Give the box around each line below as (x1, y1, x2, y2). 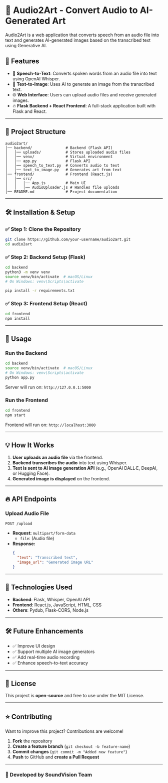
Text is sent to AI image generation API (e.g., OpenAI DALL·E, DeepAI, (12, 465, 158, 471)
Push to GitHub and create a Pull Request (12, 754, 99, 760)
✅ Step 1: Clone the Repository (5, 225, 81, 232)
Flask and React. (12, 108, 47, 114)
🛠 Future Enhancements (5, 627, 83, 635)
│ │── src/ (5, 176, 32, 181)
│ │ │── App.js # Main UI (5, 180, 86, 185)
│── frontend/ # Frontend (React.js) (5, 172, 113, 177)
